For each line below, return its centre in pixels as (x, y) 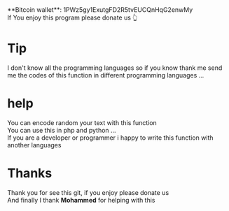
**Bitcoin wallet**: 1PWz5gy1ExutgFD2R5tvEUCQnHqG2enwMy (100, 10)
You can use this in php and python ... (62, 130)
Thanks (30, 174)
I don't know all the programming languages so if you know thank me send (115, 68)
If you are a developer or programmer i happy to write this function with (110, 138)
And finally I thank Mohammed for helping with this (81, 200)
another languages (34, 145)
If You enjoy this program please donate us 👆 (72, 17)
